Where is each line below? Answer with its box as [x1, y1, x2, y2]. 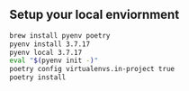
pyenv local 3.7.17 [9, 48, 83, 57]
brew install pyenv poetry [9, 31, 111, 40]
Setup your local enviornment [9, 7, 180, 23]
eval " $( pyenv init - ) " [9, 56, 99, 66]
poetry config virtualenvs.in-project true [9, 65, 175, 74]
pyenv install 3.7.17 [9, 40, 91, 49]
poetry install [9, 73, 67, 82]
